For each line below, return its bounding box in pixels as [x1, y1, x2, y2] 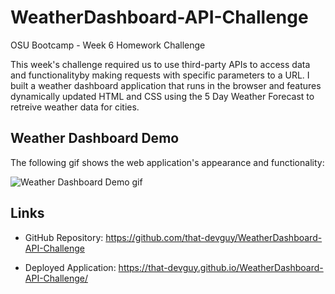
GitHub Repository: [24, 231, 104, 243]
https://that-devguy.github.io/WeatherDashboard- [118, 261, 324, 273]
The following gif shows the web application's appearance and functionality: [10, 156, 325, 168]
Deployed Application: [24, 261, 117, 273]
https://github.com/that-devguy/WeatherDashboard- [105, 231, 323, 243]
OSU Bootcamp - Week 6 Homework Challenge [10, 39, 206, 51]
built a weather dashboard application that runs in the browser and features [10, 79, 322, 91]
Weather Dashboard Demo [10, 130, 180, 147]
